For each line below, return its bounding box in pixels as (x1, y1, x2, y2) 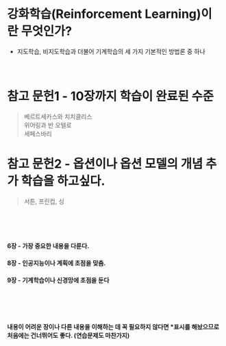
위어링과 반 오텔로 (23, 121, 72, 129)
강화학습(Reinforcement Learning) (7, 6, 201, 22)
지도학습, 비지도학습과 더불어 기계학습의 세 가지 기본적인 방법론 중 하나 (16, 47, 205, 55)
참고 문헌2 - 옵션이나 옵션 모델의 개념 (7, 156, 203, 172)
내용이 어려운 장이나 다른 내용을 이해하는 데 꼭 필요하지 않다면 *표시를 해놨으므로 (7, 323, 220, 331)
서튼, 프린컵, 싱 (23, 197, 65, 206)
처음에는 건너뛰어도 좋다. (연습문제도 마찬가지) (7, 331, 130, 339)
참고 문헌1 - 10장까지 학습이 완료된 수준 (7, 88, 214, 104)
